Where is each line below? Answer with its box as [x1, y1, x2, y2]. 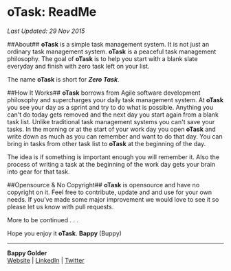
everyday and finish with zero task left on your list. [7, 62, 150, 70]
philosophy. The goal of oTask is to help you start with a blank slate [7, 54, 198, 62]
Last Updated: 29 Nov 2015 [7, 27, 85, 35]
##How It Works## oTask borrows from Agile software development [7, 89, 201, 97]
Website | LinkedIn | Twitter [7, 256, 85, 264]
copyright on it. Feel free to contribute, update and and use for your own [7, 188, 212, 196]
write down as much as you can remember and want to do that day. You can [7, 132, 223, 141]
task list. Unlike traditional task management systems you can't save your [7, 117, 215, 126]
